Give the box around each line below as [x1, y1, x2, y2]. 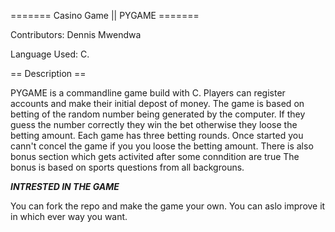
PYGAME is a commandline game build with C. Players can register [10, 87, 286, 99]
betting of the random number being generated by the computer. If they [10, 108, 306, 120]
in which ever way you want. [10, 211, 128, 222]
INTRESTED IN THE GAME [10, 181, 120, 192]
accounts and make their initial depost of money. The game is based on [10, 98, 305, 109]
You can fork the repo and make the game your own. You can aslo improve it [10, 200, 326, 212]
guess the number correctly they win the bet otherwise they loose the [10, 119, 298, 130]
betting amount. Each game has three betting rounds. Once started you [10, 130, 304, 141]
